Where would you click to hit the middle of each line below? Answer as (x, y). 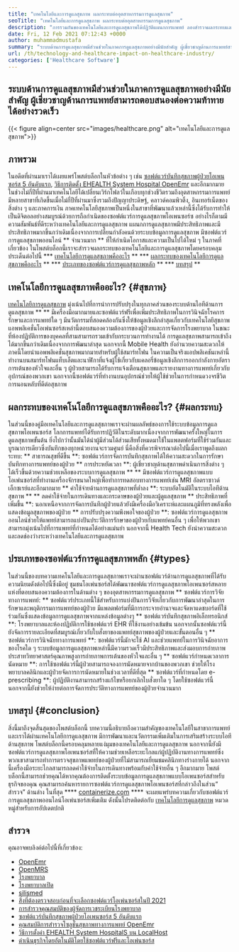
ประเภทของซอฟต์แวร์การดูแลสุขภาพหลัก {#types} (99, 559)
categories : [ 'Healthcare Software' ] (64, 60)
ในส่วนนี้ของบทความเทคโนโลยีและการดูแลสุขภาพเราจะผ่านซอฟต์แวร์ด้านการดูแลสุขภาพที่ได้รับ (117, 576)
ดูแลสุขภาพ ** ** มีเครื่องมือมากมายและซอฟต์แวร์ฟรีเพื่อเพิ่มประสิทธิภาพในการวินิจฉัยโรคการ (116, 312)
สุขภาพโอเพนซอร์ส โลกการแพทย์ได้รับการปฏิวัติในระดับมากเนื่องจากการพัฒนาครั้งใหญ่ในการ (115, 432)
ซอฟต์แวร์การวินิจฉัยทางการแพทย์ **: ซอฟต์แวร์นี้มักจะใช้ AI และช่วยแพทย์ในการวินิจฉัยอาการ (118, 640)
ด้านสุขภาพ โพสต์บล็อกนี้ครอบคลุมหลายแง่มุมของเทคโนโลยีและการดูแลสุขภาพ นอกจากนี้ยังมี (115, 744)
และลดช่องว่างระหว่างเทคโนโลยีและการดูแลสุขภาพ (66, 536)
